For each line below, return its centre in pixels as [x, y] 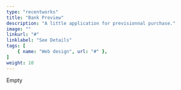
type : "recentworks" [33, 12]
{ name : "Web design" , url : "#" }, [62, 52]
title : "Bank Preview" [35, 18]
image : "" [19, 29]
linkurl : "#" [23, 35]
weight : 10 [20, 63]
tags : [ [16, 46]
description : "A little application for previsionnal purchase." [91, 23]
